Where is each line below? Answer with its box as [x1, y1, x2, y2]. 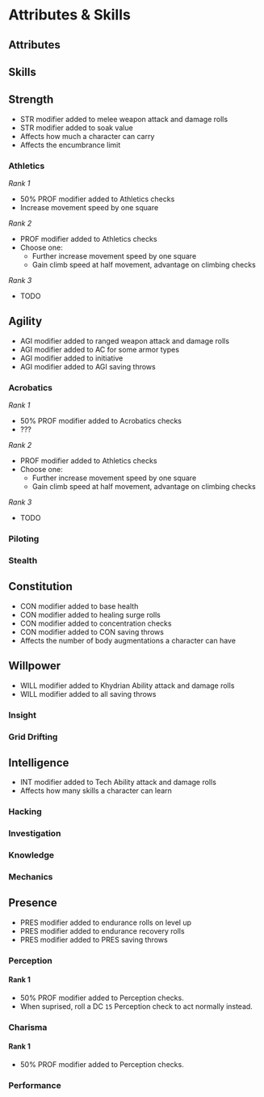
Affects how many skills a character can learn [19, 786, 172, 795]
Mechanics [8, 871, 53, 882]
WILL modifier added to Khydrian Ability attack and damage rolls [19, 681, 235, 690]
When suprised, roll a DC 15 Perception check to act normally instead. [19, 1001, 253, 1011]
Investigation [8, 828, 61, 839]
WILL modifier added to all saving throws [19, 689, 157, 698]
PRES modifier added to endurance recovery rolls [19, 926, 185, 935]
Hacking [8, 806, 42, 817]
